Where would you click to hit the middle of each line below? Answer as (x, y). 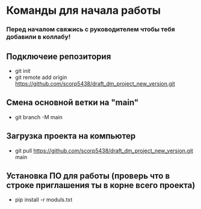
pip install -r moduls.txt (44, 200)
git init (23, 70)
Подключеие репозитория (59, 56)
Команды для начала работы (84, 11)
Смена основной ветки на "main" (73, 103)
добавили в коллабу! (39, 37)
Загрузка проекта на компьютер (71, 136)
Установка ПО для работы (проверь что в (88, 176)
